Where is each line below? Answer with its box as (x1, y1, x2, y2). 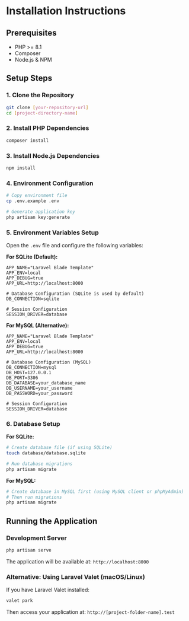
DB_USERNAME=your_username (6, 385, 73, 391)
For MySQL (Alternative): (6, 321, 69, 329)
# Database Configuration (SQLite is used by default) (6, 291, 145, 297)
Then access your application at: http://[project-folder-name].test (6, 609, 175, 616)
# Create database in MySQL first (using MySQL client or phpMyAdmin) (6, 488, 184, 495)
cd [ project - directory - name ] (6, 110, 78, 116)
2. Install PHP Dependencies (6, 124, 89, 132)
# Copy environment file (6, 193, 68, 199)
